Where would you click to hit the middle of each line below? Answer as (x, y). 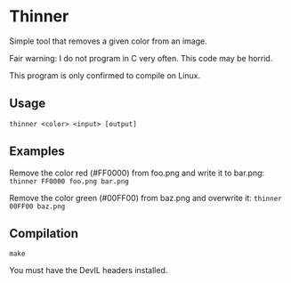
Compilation (44, 233)
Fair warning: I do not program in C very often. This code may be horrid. (141, 58)
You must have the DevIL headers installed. (89, 271)
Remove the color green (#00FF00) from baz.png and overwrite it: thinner (145, 198)
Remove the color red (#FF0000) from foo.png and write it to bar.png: (137, 173)
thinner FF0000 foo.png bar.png (69, 181)
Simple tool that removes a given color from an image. (108, 41)
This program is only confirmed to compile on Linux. (105, 75)
